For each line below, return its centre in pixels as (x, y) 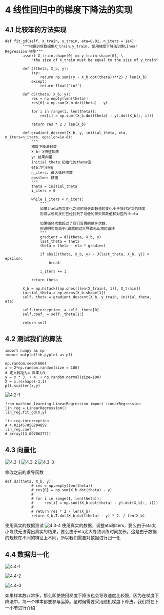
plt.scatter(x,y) (23, 386)
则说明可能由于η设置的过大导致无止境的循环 (77, 228)
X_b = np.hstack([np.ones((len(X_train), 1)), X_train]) (82, 289)
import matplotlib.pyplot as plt (39, 355)
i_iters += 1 (53, 272)
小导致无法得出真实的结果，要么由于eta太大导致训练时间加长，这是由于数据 (81, 531)
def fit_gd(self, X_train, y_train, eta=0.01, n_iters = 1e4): (71, 41)
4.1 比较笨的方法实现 (36, 30)
